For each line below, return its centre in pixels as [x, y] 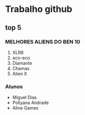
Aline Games [25, 108]
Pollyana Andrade [31, 103]
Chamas [21, 68]
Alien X [20, 74]
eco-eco [21, 58]
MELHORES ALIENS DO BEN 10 [43, 42]
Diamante [22, 63]
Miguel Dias [24, 98]
